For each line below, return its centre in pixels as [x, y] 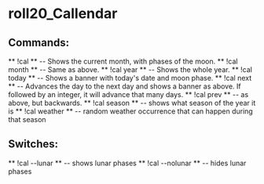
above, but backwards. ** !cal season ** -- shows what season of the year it [132, 103]
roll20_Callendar [63, 14]
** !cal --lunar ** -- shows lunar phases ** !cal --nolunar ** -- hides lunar [127, 163]
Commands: [39, 43]
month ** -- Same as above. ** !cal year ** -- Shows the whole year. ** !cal [130, 70]
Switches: [33, 144]
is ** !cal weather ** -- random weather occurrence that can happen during [130, 111]
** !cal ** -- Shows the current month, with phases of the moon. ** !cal [123, 61]
